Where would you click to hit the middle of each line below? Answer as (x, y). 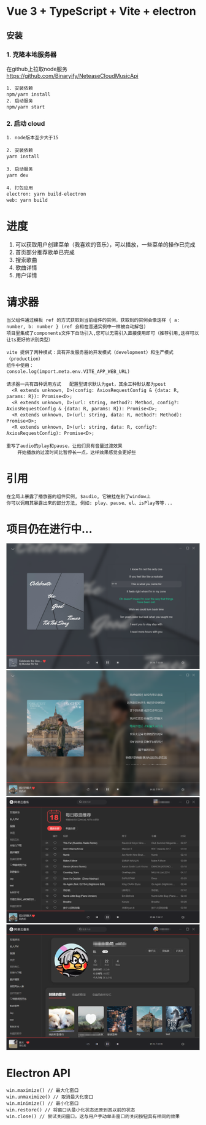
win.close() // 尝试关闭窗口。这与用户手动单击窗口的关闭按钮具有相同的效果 (93, 1117)
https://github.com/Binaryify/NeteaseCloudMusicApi (73, 75)
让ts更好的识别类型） (30, 340)
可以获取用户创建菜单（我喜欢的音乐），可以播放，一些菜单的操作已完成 (105, 245)
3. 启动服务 (20, 169)
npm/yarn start (26, 107)
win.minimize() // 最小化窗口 (43, 1104)
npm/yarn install (29, 94)
